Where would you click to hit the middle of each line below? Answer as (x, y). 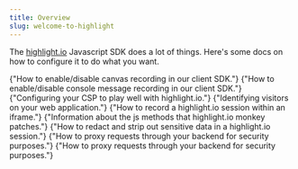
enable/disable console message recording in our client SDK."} (126, 88)
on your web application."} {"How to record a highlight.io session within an (148, 107)
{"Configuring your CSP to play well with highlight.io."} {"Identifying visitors (149, 98)
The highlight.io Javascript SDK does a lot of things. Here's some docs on (146, 51)
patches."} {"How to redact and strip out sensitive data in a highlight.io (140, 126)
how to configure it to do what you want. (84, 61)
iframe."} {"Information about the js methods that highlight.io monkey (137, 117)
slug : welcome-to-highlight (62, 26)
